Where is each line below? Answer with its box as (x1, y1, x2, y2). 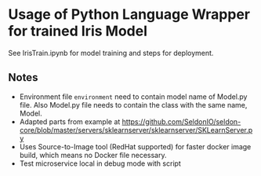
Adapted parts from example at (19, 116, 121, 126)
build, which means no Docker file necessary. (19, 150, 167, 159)
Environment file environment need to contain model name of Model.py (19, 92, 248, 101)
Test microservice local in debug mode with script (19, 159, 182, 168)
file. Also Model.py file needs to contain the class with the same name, (19, 100, 248, 109)
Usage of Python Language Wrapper (8, 5, 251, 24)
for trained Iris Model (8, 22, 147, 40)
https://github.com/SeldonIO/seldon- (121, 116, 241, 126)
